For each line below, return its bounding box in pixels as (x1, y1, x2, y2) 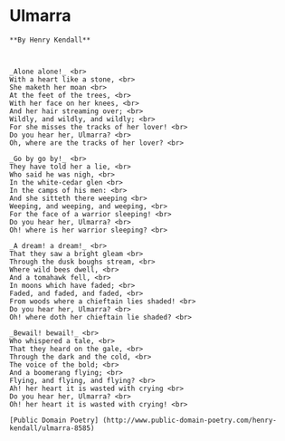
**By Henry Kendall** (9, 35, 91, 44)
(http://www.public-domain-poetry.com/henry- (102, 416, 278, 425)
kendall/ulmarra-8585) (9, 423, 95, 433)
